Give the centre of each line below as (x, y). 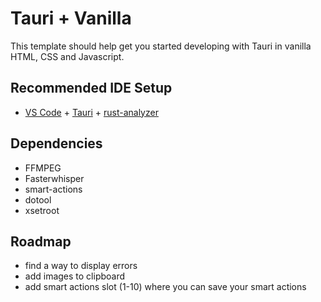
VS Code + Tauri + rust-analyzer (91, 112)
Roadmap (41, 241)
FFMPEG (43, 168)
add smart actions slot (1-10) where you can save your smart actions (165, 287)
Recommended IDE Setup (91, 88)
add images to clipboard (75, 276)
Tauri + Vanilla (71, 18)
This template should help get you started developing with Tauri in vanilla (161, 46)
